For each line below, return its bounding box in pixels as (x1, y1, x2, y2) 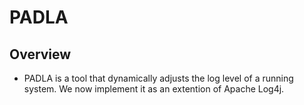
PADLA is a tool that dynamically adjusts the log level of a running (23, 72, 294, 84)
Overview (9, 46, 72, 63)
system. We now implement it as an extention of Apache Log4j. (23, 83, 285, 95)
